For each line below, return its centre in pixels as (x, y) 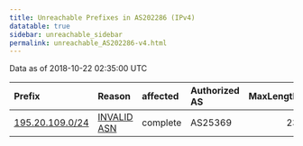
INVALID (115, 117)
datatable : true (40, 26)
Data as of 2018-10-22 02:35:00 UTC (78, 68)
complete (162, 123)
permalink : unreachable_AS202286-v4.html (88, 43)
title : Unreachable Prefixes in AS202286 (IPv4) (102, 18)
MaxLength (274, 96)
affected (161, 96)
